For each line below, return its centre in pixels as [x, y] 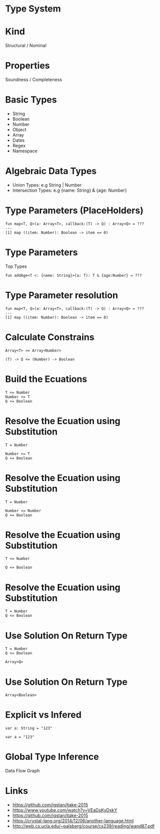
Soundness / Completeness [34, 80]
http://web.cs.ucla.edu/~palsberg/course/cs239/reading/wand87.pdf [83, 826]
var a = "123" [20, 737]
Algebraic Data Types [51, 171]
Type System [33, 9]
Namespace [25, 151]
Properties [27, 66]
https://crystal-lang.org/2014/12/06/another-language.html [73, 821]
